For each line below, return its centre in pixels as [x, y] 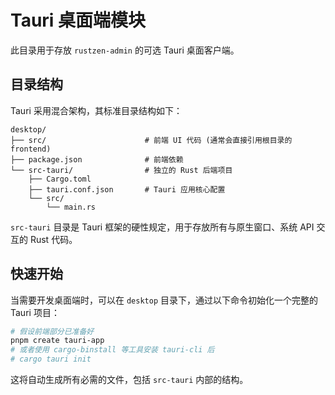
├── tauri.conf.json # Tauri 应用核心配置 [127, 189]
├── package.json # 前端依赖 [97, 159]
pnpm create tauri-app [57, 341]
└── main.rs [71, 207]
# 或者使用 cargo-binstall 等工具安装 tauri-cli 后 [112, 350]
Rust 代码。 [53, 239]
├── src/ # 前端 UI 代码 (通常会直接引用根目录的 [151, 140]
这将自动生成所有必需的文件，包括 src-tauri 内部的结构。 [129, 380]
